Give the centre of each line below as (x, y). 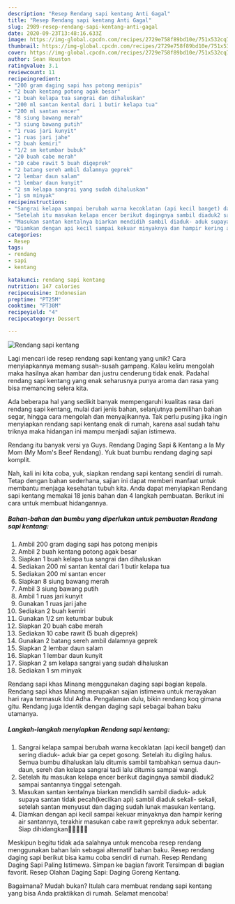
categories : (25, 235)
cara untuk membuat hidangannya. (58, 503)
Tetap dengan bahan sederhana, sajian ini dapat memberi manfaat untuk (112, 480)
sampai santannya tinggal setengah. (70, 784)
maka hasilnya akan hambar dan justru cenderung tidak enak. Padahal (109, 373)
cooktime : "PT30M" (35, 306)
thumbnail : (24, 46)
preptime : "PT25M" (35, 299)
